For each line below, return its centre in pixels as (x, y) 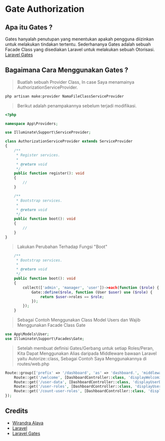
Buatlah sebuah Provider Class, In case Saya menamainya (76, 82)
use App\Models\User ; (27, 334)
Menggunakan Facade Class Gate (51, 325)
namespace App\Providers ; (31, 124)
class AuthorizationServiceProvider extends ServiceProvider (69, 141)
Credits (17, 411)
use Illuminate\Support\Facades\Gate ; (45, 339)
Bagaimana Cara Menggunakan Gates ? (67, 70)
